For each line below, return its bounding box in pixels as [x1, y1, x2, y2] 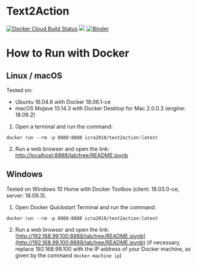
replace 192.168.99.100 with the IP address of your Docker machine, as [15, 245, 192, 252]
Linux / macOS [6, 70, 62, 81]
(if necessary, [146, 238, 181, 246]
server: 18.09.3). [6, 192, 47, 199]
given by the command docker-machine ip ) [15, 252, 122, 259]
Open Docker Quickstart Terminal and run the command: [15, 203, 157, 210]
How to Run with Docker [6, 47, 130, 60]
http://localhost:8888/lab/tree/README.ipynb [15, 152, 129, 159]
